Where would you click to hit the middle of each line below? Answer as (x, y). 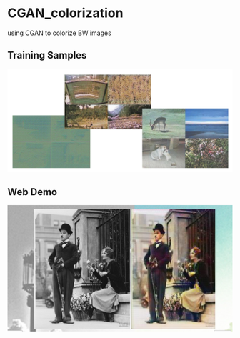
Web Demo (32, 192)
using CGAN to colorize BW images (60, 33)
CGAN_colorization (65, 13)
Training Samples (47, 55)
